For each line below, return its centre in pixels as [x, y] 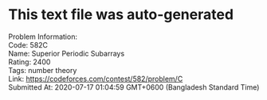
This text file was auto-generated [121, 15]
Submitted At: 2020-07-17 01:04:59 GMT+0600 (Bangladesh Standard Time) [134, 87]
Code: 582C [28, 44]
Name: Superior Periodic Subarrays [67, 53]
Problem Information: [43, 37]
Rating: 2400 [29, 62]
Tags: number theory [43, 70]
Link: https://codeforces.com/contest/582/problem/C [96, 79]
